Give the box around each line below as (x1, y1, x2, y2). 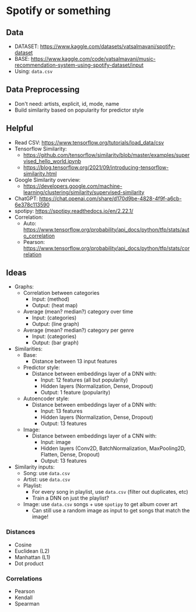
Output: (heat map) (32, 302, 78, 309)
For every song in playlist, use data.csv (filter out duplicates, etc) (32, 489, 188, 496)
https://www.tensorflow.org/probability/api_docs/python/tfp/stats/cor (23, 245, 190, 252)
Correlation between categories (23, 290, 100, 297)
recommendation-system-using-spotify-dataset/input (14, 61, 144, 68)
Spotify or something (6, 4, 111, 18)
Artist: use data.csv (23, 476, 71, 483)
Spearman (14, 600, 40, 607)
